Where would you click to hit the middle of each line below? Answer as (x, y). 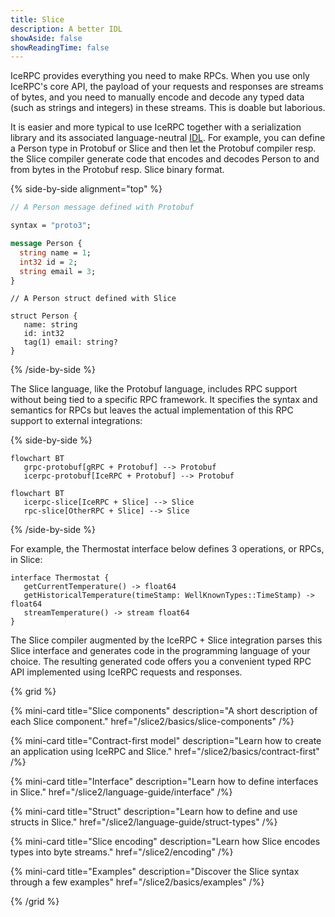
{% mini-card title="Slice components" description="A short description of (164, 711)
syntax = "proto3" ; (51, 226)
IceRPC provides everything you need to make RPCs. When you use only (160, 76)
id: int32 (44, 334)
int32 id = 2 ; (48, 262)
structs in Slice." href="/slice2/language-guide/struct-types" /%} (144, 822)
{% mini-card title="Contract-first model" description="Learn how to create (166, 741)
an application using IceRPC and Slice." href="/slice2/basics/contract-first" (165, 752)
